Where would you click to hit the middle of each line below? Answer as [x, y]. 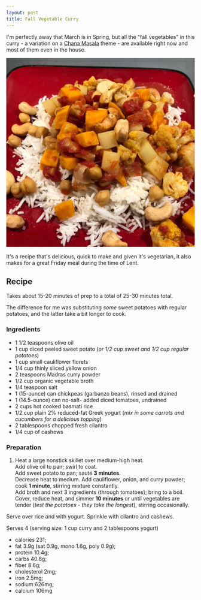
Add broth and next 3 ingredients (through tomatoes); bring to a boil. [99, 492]
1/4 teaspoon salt [36, 387]
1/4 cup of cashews [39, 432]
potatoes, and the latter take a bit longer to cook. [66, 314]
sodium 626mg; [34, 584]
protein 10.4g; [32, 552]
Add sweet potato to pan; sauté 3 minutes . [68, 473]
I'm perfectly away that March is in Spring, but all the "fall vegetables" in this [100, 37]
